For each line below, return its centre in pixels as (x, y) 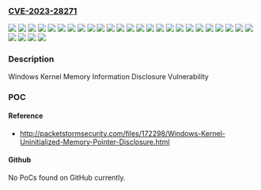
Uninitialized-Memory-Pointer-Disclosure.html (95, 142)
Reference (26, 116)
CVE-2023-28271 (43, 11)
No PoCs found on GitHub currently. (67, 177)
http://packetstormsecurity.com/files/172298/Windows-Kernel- (122, 133)
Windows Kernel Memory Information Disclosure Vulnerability (109, 76)
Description (31, 59)
